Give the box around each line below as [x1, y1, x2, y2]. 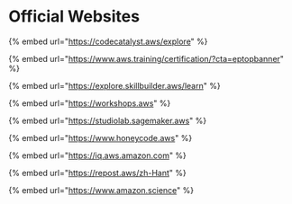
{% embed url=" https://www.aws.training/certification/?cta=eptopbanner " [8, 53, 285, 64]
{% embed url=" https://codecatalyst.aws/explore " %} [8, 36, 208, 47]
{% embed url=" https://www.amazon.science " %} [8, 184, 195, 195]
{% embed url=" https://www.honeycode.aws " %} [8, 132, 193, 143]
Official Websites [8, 6, 141, 27]
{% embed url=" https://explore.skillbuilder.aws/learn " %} [8, 80, 222, 91]
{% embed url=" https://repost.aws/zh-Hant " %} [8, 167, 187, 178]
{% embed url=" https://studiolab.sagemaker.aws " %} [8, 115, 207, 126]
